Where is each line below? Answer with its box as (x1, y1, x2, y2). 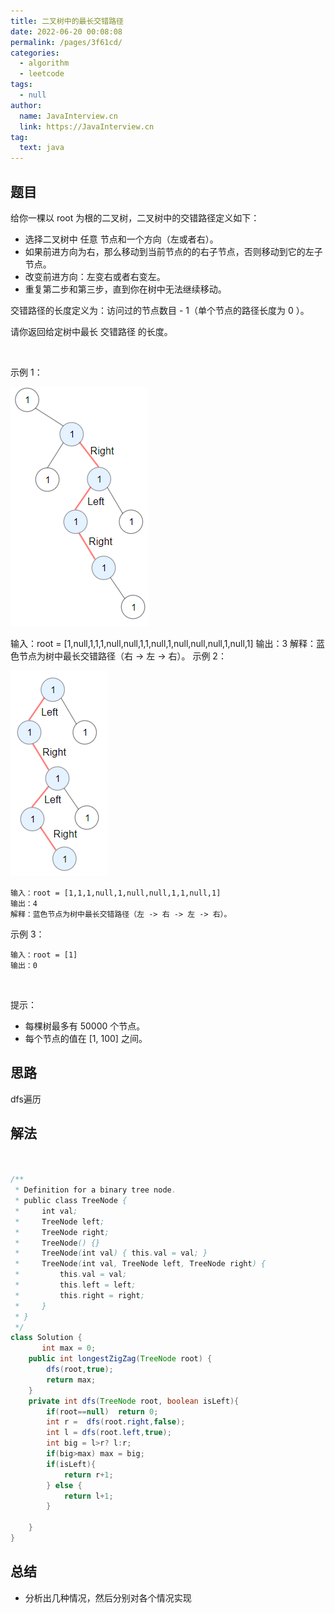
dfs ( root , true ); (46, 1365, 114, 1375)
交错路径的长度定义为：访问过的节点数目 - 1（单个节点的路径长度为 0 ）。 (10, 304, 310, 316)
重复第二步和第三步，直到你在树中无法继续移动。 (24, 283, 227, 295)
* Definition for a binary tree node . (14, 1185, 177, 1195)
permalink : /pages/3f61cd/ (10, 37, 123, 47)
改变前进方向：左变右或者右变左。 (24, 270, 166, 282)
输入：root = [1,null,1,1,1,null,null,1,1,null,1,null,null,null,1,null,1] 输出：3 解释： (10, 637, 317, 649)
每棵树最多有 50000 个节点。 (24, 1020, 146, 1032)
